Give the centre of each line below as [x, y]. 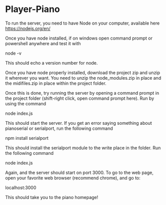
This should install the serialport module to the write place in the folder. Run [83, 148]
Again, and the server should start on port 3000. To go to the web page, [79, 172]
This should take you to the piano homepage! [52, 197]
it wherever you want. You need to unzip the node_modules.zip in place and [83, 78]
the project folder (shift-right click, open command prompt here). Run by [80, 98]
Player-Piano [32, 9]
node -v [13, 53]
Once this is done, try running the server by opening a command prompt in [82, 93]
